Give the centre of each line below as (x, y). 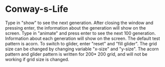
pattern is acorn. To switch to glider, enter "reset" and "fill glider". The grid (81, 43)
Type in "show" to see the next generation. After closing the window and (79, 23)
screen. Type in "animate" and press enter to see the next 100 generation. (81, 33)
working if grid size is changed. (37, 59)
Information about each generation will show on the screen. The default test (82, 38)
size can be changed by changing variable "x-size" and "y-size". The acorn (82, 49)
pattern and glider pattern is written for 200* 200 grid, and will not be (76, 54)
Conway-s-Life (37, 9)
